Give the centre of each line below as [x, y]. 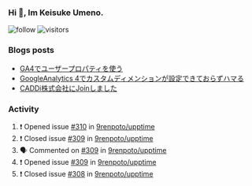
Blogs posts [31, 50]
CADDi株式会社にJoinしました [69, 88]
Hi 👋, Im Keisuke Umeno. [56, 13]
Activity [24, 109]
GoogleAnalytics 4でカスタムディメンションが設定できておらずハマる [132, 78]
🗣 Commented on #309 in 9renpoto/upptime [93, 150]
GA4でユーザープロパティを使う [71, 68]
